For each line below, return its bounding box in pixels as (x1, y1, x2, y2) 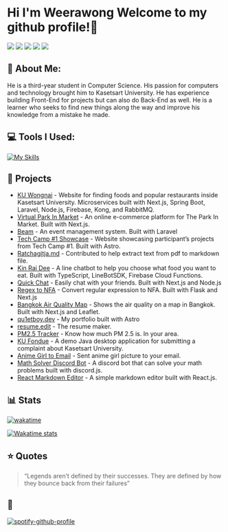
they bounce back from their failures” (23, 479, 130, 487)
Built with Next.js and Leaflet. (16, 308, 101, 316)
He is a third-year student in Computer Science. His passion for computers (7, 81, 218, 89)
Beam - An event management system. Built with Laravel (16, 228, 178, 236)
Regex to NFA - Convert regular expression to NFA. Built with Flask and (16, 286, 218, 294)
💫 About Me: (7, 63, 62, 75)
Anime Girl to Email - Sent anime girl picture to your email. (16, 352, 181, 360)
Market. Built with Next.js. (16, 220, 91, 228)
